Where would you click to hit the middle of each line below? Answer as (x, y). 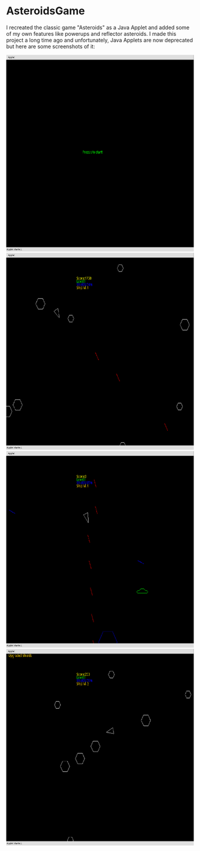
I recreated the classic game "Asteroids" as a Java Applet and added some (98, 27)
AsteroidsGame (46, 11)
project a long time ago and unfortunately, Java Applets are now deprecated (100, 40)
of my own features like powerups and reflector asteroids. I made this (91, 33)
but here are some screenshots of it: (51, 46)
